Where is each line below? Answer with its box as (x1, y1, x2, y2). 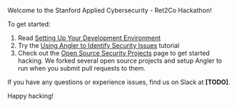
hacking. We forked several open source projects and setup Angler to (17, 56, 223, 65)
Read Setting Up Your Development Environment (17, 34, 161, 42)
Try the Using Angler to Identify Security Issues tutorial (17, 41, 180, 49)
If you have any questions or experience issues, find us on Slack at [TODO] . (7, 78, 231, 86)
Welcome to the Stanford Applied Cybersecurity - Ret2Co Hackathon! (7, 6, 212, 14)
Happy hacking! (7, 92, 54, 100)
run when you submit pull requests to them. (17, 64, 146, 72)
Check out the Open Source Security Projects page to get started (17, 49, 211, 57)
